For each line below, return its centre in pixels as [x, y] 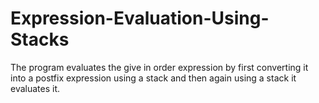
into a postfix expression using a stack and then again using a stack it [153, 78]
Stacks [40, 39]
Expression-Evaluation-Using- [140, 18]
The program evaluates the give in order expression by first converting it [159, 67]
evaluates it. [35, 88]
